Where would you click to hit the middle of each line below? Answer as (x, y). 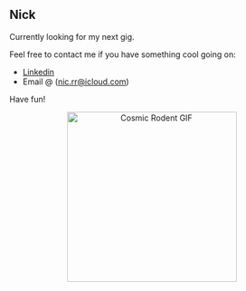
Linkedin (38, 72)
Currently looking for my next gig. (72, 36)
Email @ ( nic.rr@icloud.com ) (76, 82)
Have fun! (28, 99)
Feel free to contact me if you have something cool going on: (123, 54)
